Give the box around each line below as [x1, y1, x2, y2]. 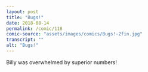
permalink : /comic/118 [6, 25, 63, 32]
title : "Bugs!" [6, 14, 44, 20]
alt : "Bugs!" [6, 43, 39, 49]
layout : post [6, 8, 39, 15]
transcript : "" [6, 37, 44, 43]
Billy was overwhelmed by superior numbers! [6, 58, 118, 66]
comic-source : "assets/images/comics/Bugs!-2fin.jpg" [6, 31, 143, 37]
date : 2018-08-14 [6, 20, 50, 26]
